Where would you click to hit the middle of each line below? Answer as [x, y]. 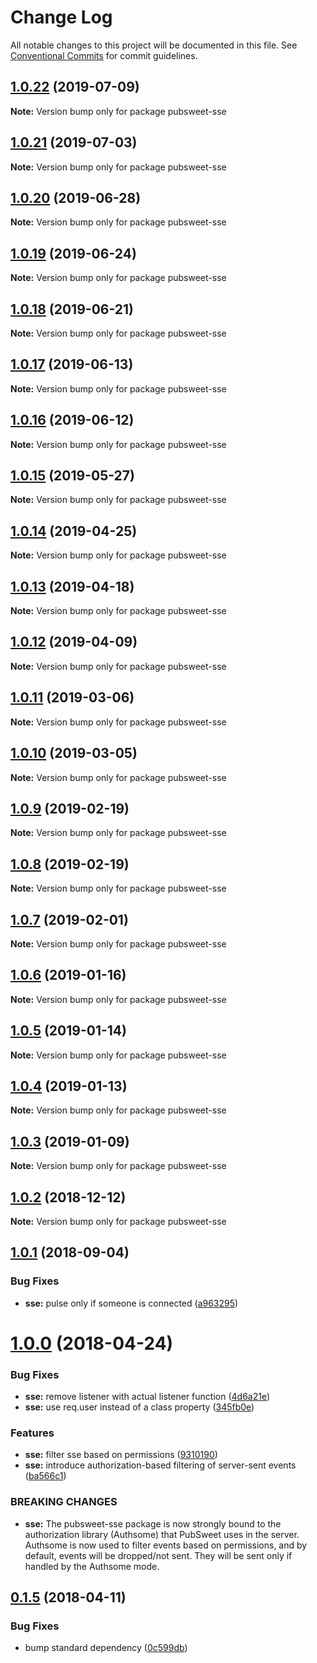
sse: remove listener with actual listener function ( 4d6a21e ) [147, 1397]
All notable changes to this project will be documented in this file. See [154, 45]
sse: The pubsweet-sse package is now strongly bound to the [153, 1523]
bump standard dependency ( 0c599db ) [106, 1648]
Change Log [61, 17]
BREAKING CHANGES [64, 1502]
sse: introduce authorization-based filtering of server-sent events [160, 1465]
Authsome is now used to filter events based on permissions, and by [166, 1545]
